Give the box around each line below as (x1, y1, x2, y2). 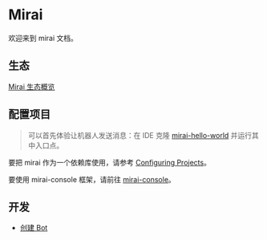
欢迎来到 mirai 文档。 (8, 33, 79, 43)
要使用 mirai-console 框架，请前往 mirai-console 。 (8, 174, 176, 184)
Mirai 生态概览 (8, 82, 55, 92)
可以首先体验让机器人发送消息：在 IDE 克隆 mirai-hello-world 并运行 (27, 130, 253, 140)
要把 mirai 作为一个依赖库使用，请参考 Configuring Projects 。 (8, 157, 211, 167)
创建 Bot (19, 223, 48, 233)
